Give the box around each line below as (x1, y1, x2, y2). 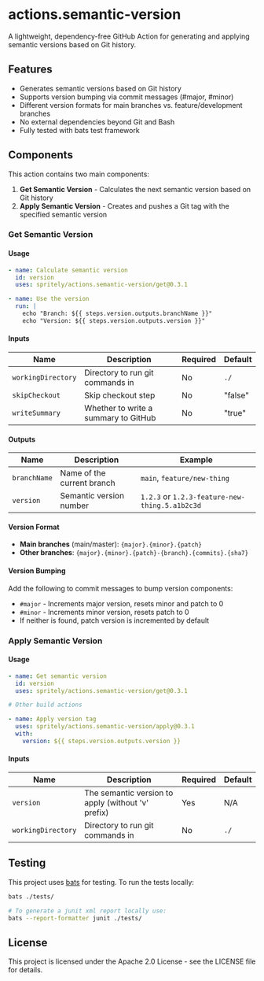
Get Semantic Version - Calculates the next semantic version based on (19, 184, 251, 194)
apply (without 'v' (83, 797, 149, 808)
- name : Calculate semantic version (8, 266, 128, 274)
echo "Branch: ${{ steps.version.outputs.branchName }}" (22, 309, 213, 318)
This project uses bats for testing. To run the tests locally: (8, 877, 195, 887)
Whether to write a (83, 403, 153, 414)
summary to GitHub (83, 413, 156, 424)
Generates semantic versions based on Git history (19, 83, 182, 93)
